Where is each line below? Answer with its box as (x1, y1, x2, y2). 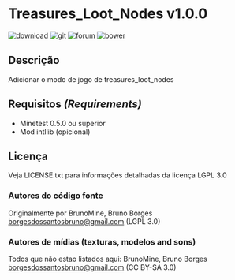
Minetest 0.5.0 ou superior (19, 118, 106, 128)
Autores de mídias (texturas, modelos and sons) (8, 236, 196, 247)
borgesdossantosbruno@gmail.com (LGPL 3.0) (8, 216, 161, 226)
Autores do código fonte (8, 190, 104, 201)
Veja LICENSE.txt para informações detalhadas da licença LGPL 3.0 (8, 170, 227, 180)
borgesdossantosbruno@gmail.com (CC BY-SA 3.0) (8, 262, 177, 272)
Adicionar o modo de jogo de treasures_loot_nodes (8, 74, 174, 84)
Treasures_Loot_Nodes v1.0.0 (8, 5, 208, 23)
